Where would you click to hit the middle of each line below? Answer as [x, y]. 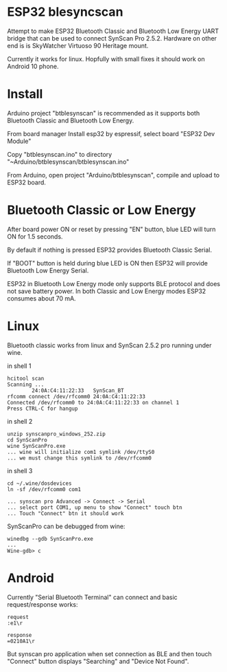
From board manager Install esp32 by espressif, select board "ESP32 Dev [111, 133]
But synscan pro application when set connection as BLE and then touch [110, 653]
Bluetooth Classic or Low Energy [102, 210]
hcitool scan [26, 378]
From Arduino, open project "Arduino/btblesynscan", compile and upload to [113, 175]
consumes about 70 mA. [42, 298]
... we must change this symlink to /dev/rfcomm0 [80, 458]
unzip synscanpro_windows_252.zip [57, 434]
